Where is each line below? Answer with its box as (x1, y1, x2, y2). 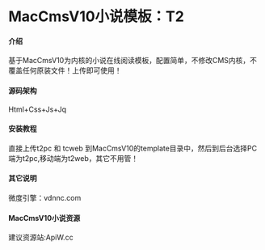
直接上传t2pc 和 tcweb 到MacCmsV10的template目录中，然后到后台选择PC (8, 143, 258, 153)
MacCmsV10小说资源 (8, 213, 81, 222)
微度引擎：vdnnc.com (8, 193, 82, 202)
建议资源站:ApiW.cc (8, 232, 74, 243)
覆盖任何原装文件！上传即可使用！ (8, 66, 122, 75)
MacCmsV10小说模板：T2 (8, 7, 184, 26)
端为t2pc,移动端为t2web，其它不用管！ (8, 153, 139, 163)
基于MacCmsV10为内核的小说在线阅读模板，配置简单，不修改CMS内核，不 (8, 56, 257, 66)
